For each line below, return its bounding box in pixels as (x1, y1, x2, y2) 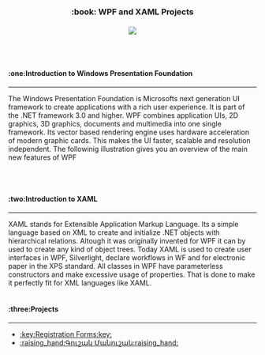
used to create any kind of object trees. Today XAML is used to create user (8, 244, 252, 254)
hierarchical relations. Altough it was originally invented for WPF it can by (8, 236, 246, 245)
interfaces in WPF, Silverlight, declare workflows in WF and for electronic (8, 252, 246, 262)
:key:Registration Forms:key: (19, 329, 113, 338)
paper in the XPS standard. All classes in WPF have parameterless (8, 261, 223, 270)
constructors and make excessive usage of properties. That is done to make (8, 270, 256, 279)
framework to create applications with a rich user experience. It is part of (8, 102, 245, 111)
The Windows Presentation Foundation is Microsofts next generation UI (8, 93, 241, 103)
